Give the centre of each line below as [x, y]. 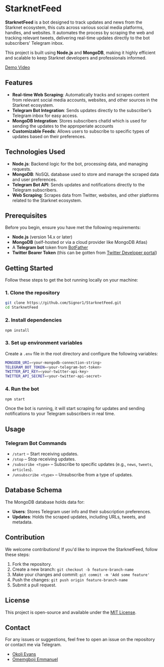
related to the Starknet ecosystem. [47, 200]
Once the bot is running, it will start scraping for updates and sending [75, 408]
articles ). [23, 469]
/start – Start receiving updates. [45, 454]
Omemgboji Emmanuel [35, 660]
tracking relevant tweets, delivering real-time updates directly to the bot [78, 38]
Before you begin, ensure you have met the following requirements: [73, 228]
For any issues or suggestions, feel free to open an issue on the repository [80, 639]
